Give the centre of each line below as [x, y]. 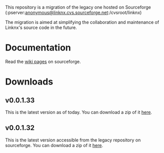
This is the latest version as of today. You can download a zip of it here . [79, 112]
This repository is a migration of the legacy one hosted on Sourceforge [78, 7]
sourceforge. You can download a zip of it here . [54, 145]
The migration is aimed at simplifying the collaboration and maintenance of [82, 22]
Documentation [38, 48]
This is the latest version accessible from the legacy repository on [73, 140]
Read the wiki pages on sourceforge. [43, 61]
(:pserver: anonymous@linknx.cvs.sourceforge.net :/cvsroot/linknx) [73, 12]
